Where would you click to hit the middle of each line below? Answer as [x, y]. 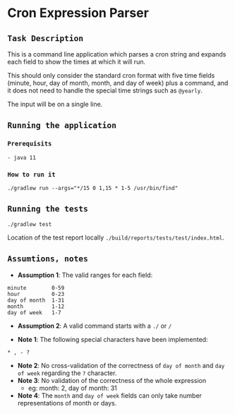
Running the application [62, 125]
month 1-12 [36, 306]
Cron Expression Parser [78, 13]
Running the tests [48, 209]
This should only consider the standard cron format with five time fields [111, 75]
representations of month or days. [67, 403]
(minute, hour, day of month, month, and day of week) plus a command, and [118, 83]
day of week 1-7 [34, 312]
